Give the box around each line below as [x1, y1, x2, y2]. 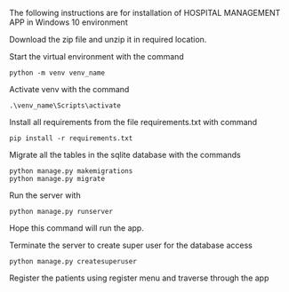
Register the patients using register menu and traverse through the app [9, 272, 269, 283]
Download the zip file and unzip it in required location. [9, 35, 207, 44]
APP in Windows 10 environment [9, 17, 128, 28]
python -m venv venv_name [9, 68, 105, 77]
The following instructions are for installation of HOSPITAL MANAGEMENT [9, 8, 281, 18]
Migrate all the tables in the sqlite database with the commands [9, 150, 242, 160]
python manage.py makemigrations [9, 167, 133, 176]
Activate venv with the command [9, 84, 130, 94]
